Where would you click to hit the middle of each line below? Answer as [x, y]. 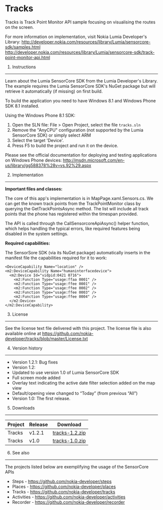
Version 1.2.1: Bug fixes [35, 362]
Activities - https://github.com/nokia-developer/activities [69, 497]
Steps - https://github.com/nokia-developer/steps [62, 481]
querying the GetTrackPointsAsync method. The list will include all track [77, 208]
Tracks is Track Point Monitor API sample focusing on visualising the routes [80, 22]
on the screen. [19, 27]
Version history [27, 348]
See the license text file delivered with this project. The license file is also [78, 328]
